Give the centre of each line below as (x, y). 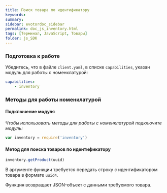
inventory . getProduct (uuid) (35, 160)
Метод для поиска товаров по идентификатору (58, 149)
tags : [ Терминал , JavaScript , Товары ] (46, 34)
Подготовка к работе (32, 56)
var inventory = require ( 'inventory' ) (46, 138)
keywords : (16, 15)
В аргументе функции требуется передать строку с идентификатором (81, 170)
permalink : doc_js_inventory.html (42, 29)
